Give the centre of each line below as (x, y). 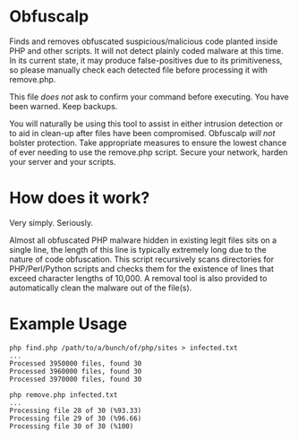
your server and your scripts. (63, 161)
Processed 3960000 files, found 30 (76, 371)
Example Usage (68, 324)
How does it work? (80, 198)
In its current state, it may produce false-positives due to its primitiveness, (146, 60)
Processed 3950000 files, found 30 (76, 363)
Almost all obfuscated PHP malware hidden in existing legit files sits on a (143, 240)
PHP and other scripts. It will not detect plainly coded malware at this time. (146, 50)
